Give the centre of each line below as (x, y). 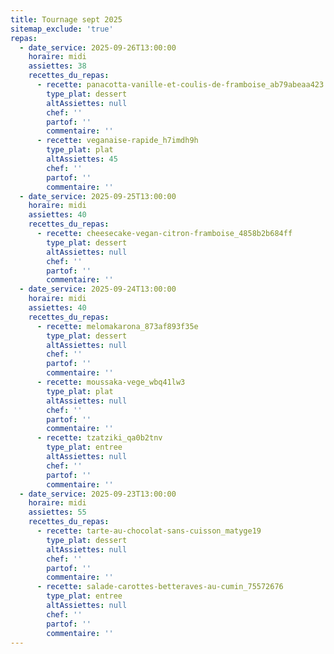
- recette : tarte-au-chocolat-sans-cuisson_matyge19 (149, 531)
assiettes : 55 (57, 512)
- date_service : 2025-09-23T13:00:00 (98, 494)
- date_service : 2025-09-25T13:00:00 (98, 196)
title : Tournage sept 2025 (66, 19)
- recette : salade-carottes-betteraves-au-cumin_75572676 (160, 587)
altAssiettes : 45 (82, 159)
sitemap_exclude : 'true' (62, 29)
